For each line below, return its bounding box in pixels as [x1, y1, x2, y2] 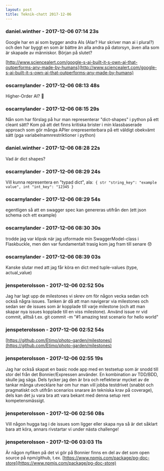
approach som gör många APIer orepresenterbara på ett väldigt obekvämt [5, 127, 155, 133]
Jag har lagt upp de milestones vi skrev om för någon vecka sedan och [5, 293, 149, 299]
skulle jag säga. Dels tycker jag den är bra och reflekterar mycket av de [5, 377, 149, 382]
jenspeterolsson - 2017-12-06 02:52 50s [5, 282, 104, 288]
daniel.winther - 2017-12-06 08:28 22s [5, 145, 100, 152]
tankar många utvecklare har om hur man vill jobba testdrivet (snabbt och [5, 382, 154, 388]
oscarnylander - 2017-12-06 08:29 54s [5, 195, 101, 202]
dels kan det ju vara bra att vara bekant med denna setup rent [5, 392, 130, 398]
